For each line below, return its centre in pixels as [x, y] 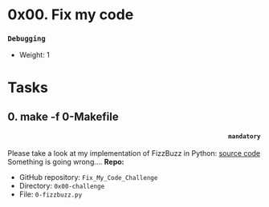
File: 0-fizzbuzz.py [51, 194]
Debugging [26, 39]
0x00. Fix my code [71, 15]
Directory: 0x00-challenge [62, 186]
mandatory [244, 136]
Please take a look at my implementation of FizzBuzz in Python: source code [134, 153]
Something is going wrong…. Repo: [66, 162]
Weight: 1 [34, 55]
